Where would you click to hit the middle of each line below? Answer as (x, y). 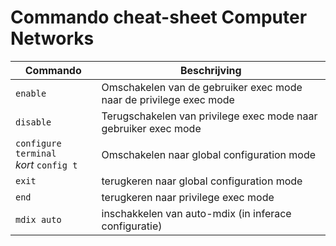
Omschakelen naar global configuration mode (209, 154)
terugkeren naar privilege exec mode (188, 197)
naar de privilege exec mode (168, 99)
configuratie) (132, 226)
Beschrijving (210, 70)
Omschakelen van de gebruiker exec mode (202, 87)
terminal (36, 153)
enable (31, 93)
